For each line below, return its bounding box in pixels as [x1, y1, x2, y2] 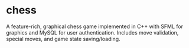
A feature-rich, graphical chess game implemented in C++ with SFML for [6, 23, 184, 30]
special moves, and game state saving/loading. [6, 35, 120, 42]
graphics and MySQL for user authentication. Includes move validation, [6, 29, 179, 36]
